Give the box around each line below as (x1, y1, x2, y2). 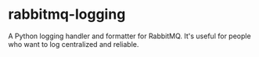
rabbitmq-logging (8, 5, 126, 23)
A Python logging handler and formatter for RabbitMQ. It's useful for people (8, 31, 252, 41)
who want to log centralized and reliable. (8, 39, 139, 48)
